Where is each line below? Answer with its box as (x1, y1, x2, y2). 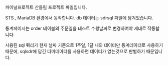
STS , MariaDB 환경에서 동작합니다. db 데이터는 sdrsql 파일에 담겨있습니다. (5, 15, 153, 21)
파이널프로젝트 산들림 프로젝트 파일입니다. (5, 4, 87, 10)
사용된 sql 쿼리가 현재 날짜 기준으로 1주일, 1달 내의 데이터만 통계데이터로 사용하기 (5, 42, 163, 48)
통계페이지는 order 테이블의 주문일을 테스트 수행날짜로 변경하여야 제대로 (5, 25, 146, 31)
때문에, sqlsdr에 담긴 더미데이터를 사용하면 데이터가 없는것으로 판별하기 (5, 49, 145, 54)
